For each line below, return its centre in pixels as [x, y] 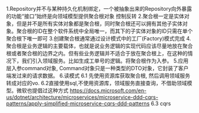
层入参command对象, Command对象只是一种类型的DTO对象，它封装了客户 [97, 68]
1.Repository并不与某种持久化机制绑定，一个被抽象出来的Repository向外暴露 [99, 9]
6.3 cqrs [161, 103]
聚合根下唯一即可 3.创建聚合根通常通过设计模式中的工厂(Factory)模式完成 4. [99, 38]
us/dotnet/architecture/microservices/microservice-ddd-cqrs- [82, 97]
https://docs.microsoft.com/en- [108, 90]
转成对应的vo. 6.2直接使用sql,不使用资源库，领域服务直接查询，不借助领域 [97, 83]
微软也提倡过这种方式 [42, 90]
